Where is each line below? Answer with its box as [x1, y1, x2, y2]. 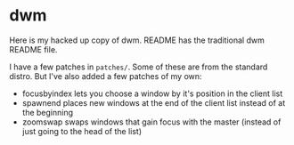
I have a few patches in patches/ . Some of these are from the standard [9, 61, 268, 72]
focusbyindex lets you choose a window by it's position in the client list [21, 88, 283, 99]
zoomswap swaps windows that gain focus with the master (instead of [21, 117, 282, 127]
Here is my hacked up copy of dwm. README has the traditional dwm [9, 35, 265, 45]
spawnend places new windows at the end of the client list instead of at [21, 97, 286, 108]
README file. [9, 44, 58, 54]
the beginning [21, 107, 74, 117]
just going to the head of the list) [21, 125, 143, 136]
